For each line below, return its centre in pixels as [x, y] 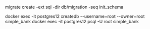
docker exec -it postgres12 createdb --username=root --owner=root [75, 16]
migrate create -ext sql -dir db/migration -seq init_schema [64, 7]
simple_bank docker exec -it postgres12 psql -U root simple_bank [72, 22]
